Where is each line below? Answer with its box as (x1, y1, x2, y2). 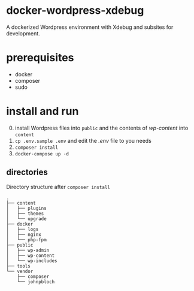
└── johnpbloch (17, 278, 55, 285)
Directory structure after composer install (6, 183, 111, 190)
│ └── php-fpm (6, 236, 47, 243)
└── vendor (6, 268, 34, 274)
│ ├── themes (6, 211, 44, 217)
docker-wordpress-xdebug (6, 4, 144, 17)
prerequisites (6, 51, 74, 65)
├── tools (6, 263, 31, 269)
